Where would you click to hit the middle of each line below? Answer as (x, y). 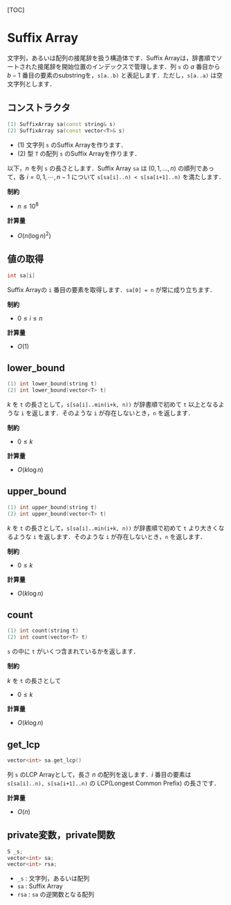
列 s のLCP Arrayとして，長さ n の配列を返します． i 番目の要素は (99, 774)
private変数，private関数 (61, 835)
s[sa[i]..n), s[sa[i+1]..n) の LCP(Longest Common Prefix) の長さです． (113, 783)
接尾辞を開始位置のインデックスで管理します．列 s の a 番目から (129, 66)
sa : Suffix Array (40, 886)
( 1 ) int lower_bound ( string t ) (52, 384)
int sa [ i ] (21, 275)
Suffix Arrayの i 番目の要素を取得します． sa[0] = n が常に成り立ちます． (112, 289)
